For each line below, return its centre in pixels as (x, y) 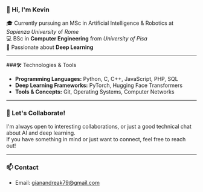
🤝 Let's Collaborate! (36, 113)
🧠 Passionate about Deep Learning (50, 47)
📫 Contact (22, 167)
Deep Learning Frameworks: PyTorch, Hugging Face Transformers (99, 85)
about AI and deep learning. (41, 133)
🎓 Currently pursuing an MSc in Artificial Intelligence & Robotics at (90, 23)
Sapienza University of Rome (43, 32)
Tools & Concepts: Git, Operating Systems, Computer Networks (95, 92)
